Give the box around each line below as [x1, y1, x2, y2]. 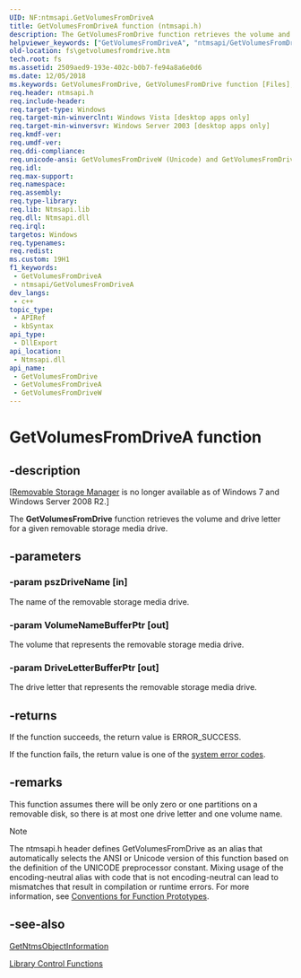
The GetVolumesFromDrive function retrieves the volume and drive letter [9, 513, 281, 524]
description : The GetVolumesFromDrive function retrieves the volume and [9, 30, 291, 39]
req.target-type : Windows [9, 105, 106, 114]
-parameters [9, 549, 82, 564]
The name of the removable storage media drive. [9, 596, 190, 607]
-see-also [9, 917, 65, 932]
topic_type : [9, 305, 54, 314]
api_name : [9, 363, 47, 372]
